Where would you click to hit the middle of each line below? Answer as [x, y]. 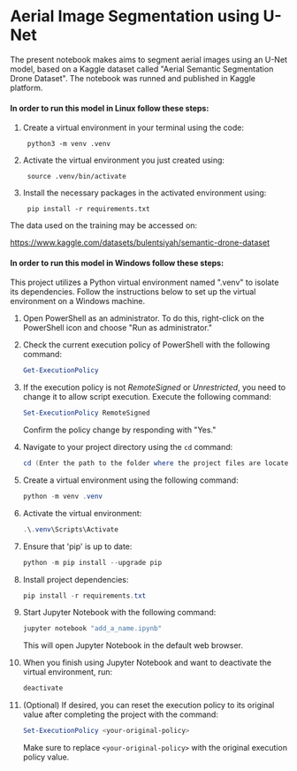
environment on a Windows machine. [78, 302]
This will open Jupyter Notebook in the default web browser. [133, 645]
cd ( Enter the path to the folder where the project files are [142, 463]
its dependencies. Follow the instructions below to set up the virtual [133, 292]
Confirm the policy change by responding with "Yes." [119, 430]
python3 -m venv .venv [69, 144]
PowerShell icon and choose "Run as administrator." [118, 328]
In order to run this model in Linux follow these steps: [110, 108]
